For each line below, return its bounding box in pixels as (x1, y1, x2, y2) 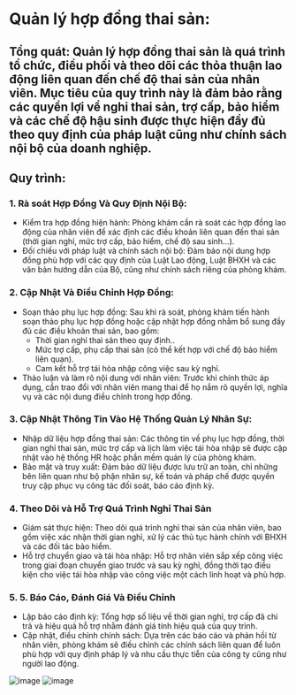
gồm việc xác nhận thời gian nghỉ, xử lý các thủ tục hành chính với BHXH (21, 531, 287, 543)
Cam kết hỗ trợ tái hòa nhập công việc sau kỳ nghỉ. (34, 363, 221, 373)
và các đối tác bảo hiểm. (21, 541, 112, 552)
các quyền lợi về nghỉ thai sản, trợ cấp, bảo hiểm (9, 99, 280, 114)
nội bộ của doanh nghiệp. (9, 141, 152, 156)
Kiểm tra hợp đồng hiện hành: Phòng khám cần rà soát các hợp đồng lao (21, 218, 286, 228)
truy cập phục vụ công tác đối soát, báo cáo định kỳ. (21, 480, 215, 491)
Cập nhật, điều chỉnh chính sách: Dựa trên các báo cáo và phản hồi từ (21, 630, 277, 641)
